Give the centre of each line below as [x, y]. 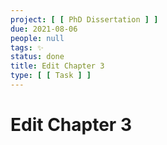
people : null [37, 38]
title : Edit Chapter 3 [57, 66]
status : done [37, 57]
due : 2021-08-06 [44, 29]
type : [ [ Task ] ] [51, 76]
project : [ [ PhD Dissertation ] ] [84, 19]
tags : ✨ [27, 47]
